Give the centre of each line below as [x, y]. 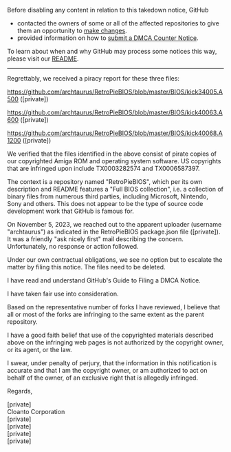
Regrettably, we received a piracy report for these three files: [93, 78]
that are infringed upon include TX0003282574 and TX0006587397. [104, 168]
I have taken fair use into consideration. [63, 294]
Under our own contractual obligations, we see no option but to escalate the [115, 260]
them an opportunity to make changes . [72, 31]
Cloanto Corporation [36, 412]
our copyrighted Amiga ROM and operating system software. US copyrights [114, 161]
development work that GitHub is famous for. [70, 211]
